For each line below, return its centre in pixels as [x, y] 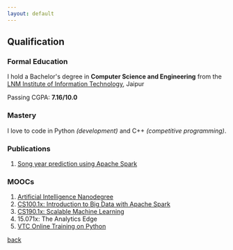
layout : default [31, 14]
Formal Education [38, 61]
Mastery [22, 115]
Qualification [36, 42]
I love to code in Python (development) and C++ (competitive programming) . [117, 131]
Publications [29, 149]
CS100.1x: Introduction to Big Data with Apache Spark [94, 204]
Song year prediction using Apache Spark [77, 163]
